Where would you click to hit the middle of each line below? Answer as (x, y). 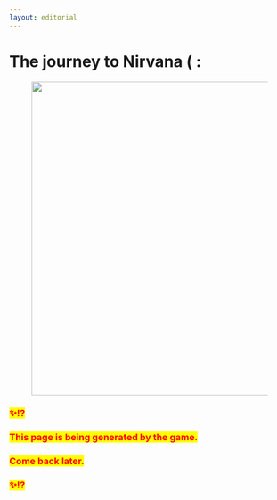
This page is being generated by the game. (104, 438)
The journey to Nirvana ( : (106, 61)
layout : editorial (43, 17)
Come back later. (47, 462)
